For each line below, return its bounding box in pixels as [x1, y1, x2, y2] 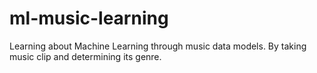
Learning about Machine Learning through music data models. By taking [9, 40, 307, 52]
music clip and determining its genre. [9, 50, 162, 62]
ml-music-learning [9, 7, 169, 30]
